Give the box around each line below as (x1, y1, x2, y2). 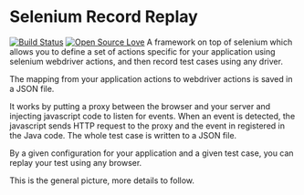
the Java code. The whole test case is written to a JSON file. (9, 129, 237, 140)
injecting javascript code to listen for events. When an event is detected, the (9, 110, 296, 121)
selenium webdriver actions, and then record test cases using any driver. (9, 56, 283, 67)
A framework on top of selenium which (146, 36, 293, 47)
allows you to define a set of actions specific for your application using (9, 46, 276, 56)
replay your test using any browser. (9, 157, 142, 168)
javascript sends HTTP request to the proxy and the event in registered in (9, 120, 286, 131)
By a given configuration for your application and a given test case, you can (9, 148, 294, 159)
